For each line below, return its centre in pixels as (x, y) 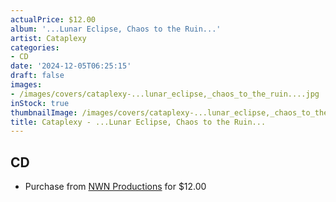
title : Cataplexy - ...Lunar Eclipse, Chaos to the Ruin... (138, 122)
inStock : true (40, 103)
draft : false (37, 76)
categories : (35, 47)
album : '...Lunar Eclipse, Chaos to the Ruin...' (116, 29)
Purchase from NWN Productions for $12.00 (115, 187)
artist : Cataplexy (48, 38)
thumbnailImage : (44, 112)
